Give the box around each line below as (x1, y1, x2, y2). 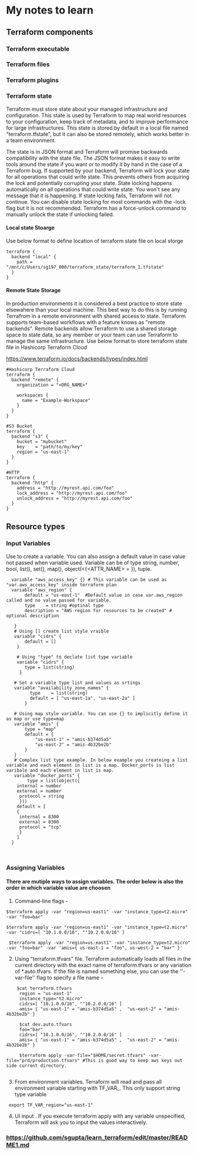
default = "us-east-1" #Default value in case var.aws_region (24, 592, 183, 598)
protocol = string (19, 793, 65, 799)
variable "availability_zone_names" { (14, 685, 109, 691)
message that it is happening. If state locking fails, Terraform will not (6, 192, 172, 199)
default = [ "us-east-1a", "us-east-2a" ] (29, 695, 135, 701)
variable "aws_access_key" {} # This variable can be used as (11, 577, 167, 583)
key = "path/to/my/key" (16, 444, 83, 450)
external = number (16, 788, 62, 794)
